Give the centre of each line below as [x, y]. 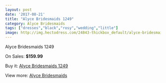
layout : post [19, 10]
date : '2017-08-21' [25, 14]
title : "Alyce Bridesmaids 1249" [40, 19]
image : [12, 33]
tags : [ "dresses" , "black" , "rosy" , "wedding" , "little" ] [62, 28]
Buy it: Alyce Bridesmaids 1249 [37, 66]
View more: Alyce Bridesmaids [36, 75]
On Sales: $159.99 [24, 56]
